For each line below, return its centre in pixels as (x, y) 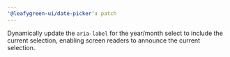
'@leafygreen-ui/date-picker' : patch (62, 13)
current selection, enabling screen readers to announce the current (104, 40)
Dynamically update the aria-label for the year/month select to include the (115, 33)
